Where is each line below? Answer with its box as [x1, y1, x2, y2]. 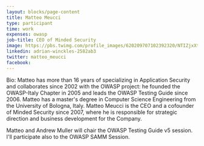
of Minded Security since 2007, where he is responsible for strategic [6, 108, 178, 116]
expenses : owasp [6, 32, 47, 38]
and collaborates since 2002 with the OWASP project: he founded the [6, 82, 180, 90]
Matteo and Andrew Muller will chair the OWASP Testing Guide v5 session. [6, 127, 193, 134]
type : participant [6, 20, 53, 26]
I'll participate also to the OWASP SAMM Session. [6, 133, 131, 140]
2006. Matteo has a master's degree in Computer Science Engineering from [6, 95, 196, 103]
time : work [6, 25, 34, 32]
